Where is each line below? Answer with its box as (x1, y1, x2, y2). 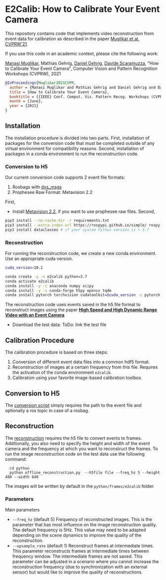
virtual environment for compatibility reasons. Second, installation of (5, 145, 144, 151)
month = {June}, (9, 99, 43, 104)
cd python (9, 465, 30, 471)
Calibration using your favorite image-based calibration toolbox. (12, 375, 142, 381)
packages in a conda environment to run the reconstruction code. (5, 150, 139, 157)
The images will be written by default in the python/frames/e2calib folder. (5, 483, 155, 489)
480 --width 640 (5, 474, 39, 479)
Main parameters (5, 507, 40, 513)
